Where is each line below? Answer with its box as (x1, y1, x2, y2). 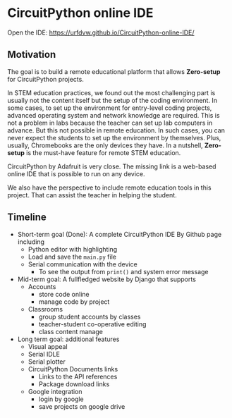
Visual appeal (28, 342, 68, 350)
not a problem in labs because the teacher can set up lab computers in (7, 118, 213, 127)
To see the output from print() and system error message (38, 267, 209, 276)
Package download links (38, 379, 110, 388)
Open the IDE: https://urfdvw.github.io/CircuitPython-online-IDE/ (7, 28, 195, 37)
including (17, 238, 44, 246)
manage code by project (38, 297, 110, 306)
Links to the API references (38, 372, 118, 381)
